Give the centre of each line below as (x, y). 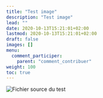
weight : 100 (21, 67)
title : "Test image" (32, 12)
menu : (13, 50)
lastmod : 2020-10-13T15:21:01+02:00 (51, 34)
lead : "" (17, 23)
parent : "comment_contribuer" (54, 61)
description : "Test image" (40, 17)
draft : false (22, 39)
